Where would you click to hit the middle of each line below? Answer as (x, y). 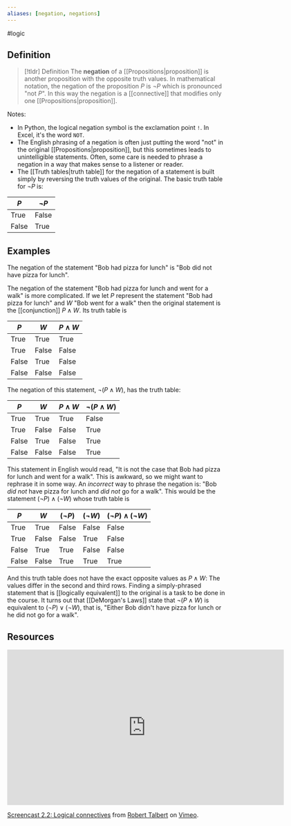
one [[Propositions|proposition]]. (71, 101)
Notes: (17, 114)
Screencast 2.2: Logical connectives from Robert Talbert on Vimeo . (103, 815)
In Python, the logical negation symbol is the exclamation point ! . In (113, 128)
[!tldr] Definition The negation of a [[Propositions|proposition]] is (116, 72)
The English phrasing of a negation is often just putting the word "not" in (120, 142)
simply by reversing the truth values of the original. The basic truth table (120, 179)
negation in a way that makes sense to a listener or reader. (101, 165)
